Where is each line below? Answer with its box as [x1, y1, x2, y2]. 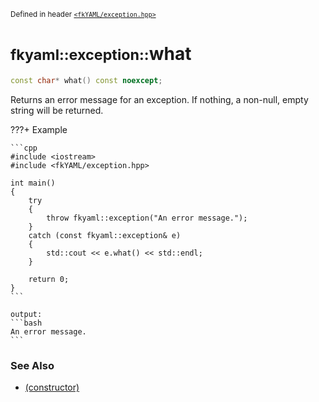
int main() [10, 178, 56, 188]
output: [10, 309, 43, 319]
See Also [10, 358, 55, 372]
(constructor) [24, 381, 80, 394]
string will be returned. [10, 104, 104, 116]
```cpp [10, 143, 38, 153]
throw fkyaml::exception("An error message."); [46, 213, 248, 223]
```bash [10, 318, 43, 328]
